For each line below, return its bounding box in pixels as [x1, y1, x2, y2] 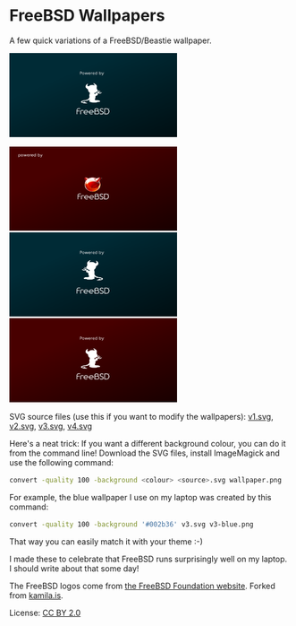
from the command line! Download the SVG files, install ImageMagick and [9, 448, 280, 458]
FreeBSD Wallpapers [9, 5, 165, 26]
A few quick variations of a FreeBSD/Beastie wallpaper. [9, 35, 212, 46]
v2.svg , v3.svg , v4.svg [9, 421, 92, 431]
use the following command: [9, 456, 114, 467]
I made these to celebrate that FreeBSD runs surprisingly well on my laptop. [9, 553, 288, 564]
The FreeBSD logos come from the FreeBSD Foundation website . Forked [9, 580, 275, 591]
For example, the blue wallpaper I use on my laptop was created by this [9, 491, 272, 502]
